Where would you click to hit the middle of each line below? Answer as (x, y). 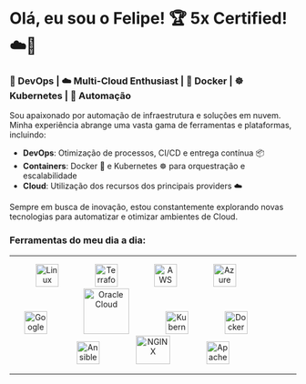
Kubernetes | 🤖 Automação (71, 96)
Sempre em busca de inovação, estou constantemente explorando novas (147, 207)
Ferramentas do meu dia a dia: (78, 240)
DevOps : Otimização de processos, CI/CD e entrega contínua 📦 (143, 153)
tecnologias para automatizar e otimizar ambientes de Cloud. (124, 217)
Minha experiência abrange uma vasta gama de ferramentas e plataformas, (151, 126)
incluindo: (28, 135)
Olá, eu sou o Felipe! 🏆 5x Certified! (148, 19)
